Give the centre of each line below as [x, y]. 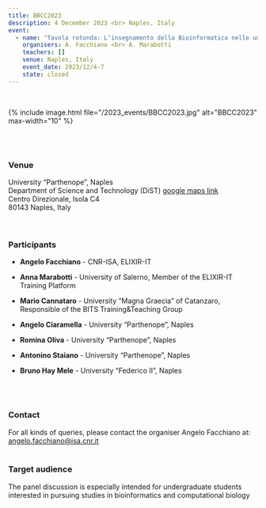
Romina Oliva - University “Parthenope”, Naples [98, 340]
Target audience [40, 469]
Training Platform [48, 286]
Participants [32, 245]
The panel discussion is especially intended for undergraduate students [125, 487]
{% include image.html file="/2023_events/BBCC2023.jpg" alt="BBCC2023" [133, 112]
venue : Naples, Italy [58, 60]
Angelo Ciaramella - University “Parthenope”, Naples [106, 324]
